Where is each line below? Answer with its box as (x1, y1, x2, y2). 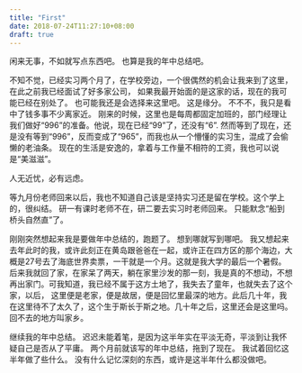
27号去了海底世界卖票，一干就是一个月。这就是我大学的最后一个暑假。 (24, 256, 287, 267)
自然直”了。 (24, 214, 69, 225)
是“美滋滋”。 (9, 154, 57, 165)
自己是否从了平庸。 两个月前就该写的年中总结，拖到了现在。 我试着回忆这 (16, 343, 289, 354)
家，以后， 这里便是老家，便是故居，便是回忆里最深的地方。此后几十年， (9, 290, 280, 301)
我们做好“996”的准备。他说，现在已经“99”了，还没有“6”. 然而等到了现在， (9, 120, 284, 131)
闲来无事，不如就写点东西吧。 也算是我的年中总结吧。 (9, 56, 209, 67)
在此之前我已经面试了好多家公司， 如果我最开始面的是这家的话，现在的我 (9, 86, 280, 97)
